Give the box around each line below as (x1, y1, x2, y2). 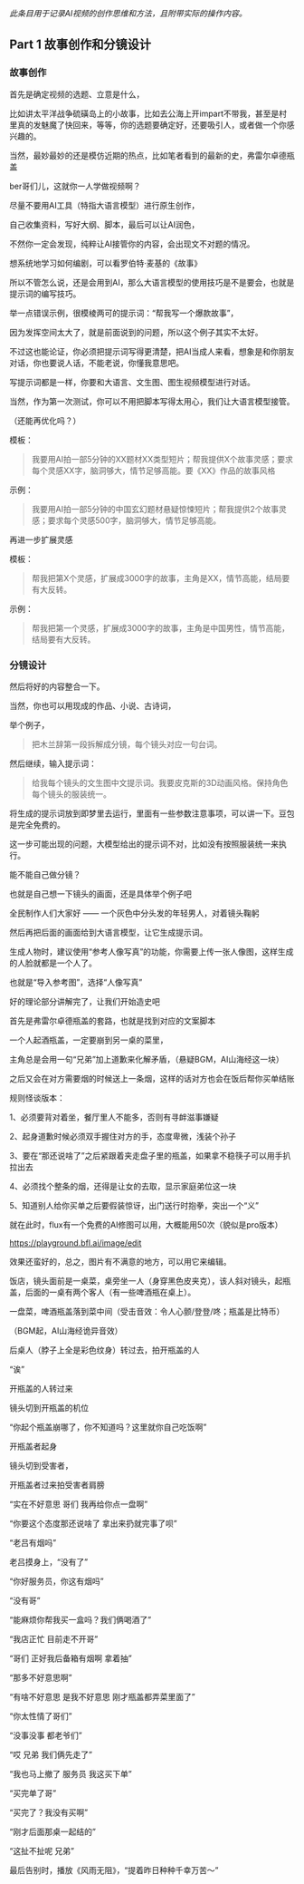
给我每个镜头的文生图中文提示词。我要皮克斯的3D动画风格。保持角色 (31, 777, 289, 788)
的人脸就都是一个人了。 (9, 957, 97, 968)
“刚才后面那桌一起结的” (9, 1826, 97, 1837)
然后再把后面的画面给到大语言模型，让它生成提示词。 (9, 927, 208, 937)
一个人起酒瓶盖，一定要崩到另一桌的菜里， (9, 1034, 168, 1045)
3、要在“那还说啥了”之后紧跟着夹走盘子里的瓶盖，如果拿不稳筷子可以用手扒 (9, 1150, 291, 1161)
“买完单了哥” (9, 1787, 57, 1798)
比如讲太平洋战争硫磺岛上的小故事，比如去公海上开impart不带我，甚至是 (9, 108, 280, 119)
